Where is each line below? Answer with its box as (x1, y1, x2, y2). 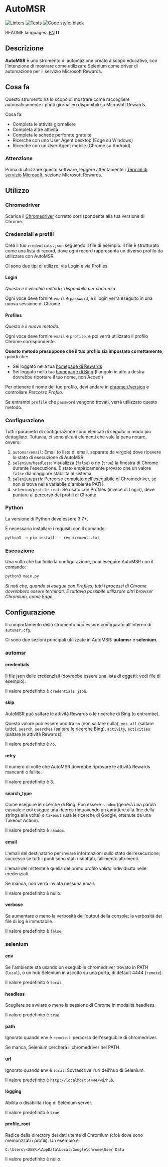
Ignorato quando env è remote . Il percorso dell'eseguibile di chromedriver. (5, 1034, 157, 1041)
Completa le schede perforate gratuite (12, 132, 92, 138)
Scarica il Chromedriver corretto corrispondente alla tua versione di (5, 213, 145, 219)
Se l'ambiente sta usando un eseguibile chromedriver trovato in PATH (5, 964, 149, 970)
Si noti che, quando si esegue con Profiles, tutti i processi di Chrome (5, 582, 147, 589)
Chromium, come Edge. (5, 593, 54, 600)
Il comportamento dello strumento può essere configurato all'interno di (5, 621, 151, 627)
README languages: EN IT (5, 29, 60, 35)
